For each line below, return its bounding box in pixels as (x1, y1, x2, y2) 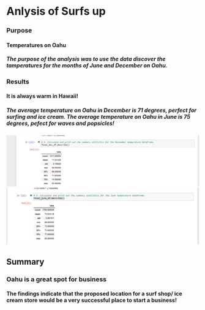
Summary (6, 256, 45, 267)
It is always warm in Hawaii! (6, 93, 78, 100)
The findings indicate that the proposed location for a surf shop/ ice (6, 290, 182, 298)
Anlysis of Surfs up (6, 4, 106, 18)
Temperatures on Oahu (6, 41, 66, 48)
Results (6, 77, 29, 86)
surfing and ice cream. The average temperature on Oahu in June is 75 (6, 113, 191, 120)
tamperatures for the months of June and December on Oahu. (6, 62, 168, 69)
